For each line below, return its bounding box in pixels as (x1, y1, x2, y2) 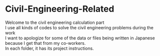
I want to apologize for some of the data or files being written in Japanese (5, 35, 155, 41)
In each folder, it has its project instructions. (5, 45, 94, 51)
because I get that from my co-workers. (5, 40, 86, 46)
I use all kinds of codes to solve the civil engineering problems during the (5, 24, 154, 30)
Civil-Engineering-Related (5, 3, 115, 15)
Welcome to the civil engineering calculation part (5, 19, 104, 25)
